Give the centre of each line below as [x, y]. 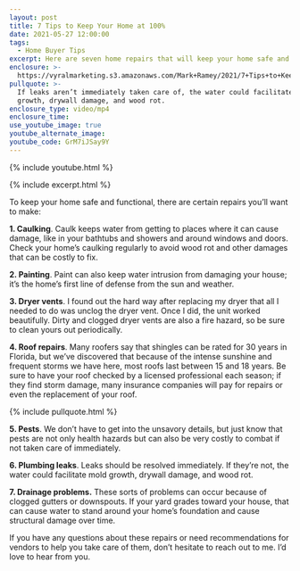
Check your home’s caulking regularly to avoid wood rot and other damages [149, 247]
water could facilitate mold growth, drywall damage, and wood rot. [131, 475]
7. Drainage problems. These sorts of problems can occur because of [138, 492]
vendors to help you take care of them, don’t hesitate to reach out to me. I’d [148, 547]
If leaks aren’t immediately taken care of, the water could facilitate [155, 92]
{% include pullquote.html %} [63, 411]
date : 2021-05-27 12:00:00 [59, 34]
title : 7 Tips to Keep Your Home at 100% [87, 26]
